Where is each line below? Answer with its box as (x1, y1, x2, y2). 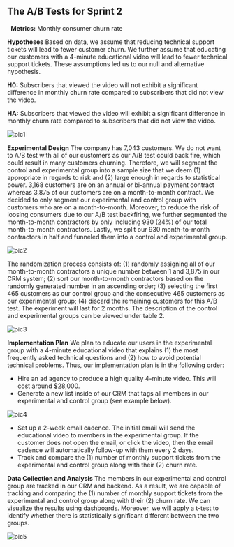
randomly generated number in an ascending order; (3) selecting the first (7, 282, 218, 290)
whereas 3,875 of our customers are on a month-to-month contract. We (7, 188, 214, 196)
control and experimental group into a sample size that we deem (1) (7, 165, 201, 174)
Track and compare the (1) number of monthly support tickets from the (17, 453, 221, 461)
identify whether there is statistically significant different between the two (7, 511, 219, 519)
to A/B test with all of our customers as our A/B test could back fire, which (7, 151, 221, 159)
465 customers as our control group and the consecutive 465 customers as (7, 289, 225, 297)
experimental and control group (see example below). (17, 396, 173, 405)
